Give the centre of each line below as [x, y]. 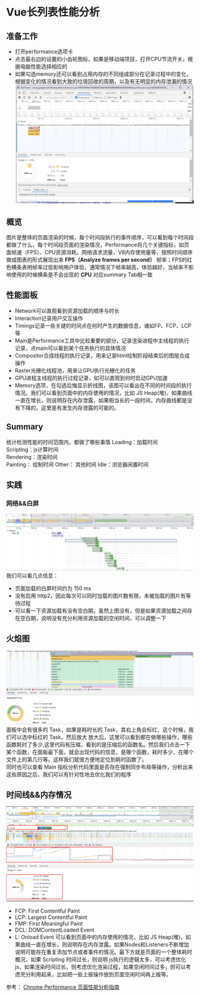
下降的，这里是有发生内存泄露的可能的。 [70, 408]
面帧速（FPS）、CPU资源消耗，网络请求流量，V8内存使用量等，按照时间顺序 [100, 252]
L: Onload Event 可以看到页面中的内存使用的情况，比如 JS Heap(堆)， [100, 937]
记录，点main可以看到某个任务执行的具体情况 [70, 348]
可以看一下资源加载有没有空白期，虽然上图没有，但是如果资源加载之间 [101, 610]
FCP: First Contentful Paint [47, 911]
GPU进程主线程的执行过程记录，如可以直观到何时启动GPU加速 [91, 378]
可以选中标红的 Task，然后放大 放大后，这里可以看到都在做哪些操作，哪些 [102, 737]
